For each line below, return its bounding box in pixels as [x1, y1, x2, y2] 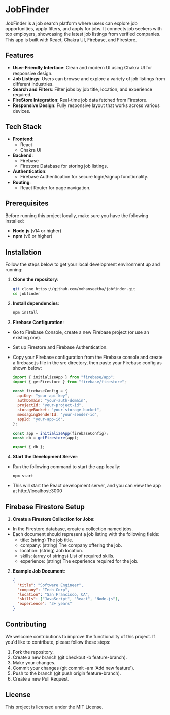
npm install [12, 310, 38, 315]
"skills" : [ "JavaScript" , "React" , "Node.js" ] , [17, 597, 120, 602]
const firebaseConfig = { [12, 388, 67, 394]
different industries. [12, 81, 54, 87]
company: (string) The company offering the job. [20, 542, 122, 548]
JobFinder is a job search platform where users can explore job [5, 20, 138, 26]
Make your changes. [12, 659, 56, 665]
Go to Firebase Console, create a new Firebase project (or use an [12, 329, 150, 335]
